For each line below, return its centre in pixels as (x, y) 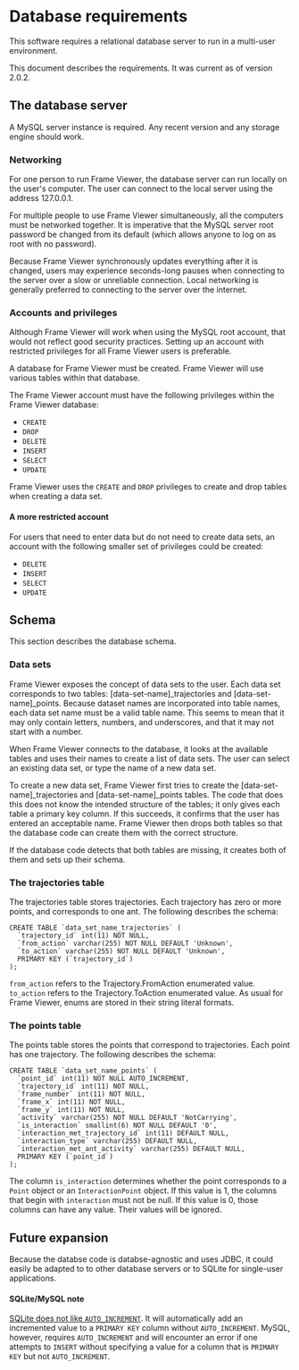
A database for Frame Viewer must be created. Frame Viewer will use (137, 369)
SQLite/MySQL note (47, 1299)
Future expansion (59, 1237)
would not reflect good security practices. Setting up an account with (137, 342)
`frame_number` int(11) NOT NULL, (81, 1094)
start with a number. (46, 731)
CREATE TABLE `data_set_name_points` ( (83, 1071)
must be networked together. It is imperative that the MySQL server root (141, 225)
